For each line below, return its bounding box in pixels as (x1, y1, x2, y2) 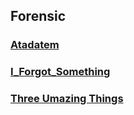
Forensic (10, 8, 67, 25)
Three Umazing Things (10, 92, 124, 106)
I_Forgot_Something (10, 65, 111, 79)
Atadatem (10, 38, 60, 52)
